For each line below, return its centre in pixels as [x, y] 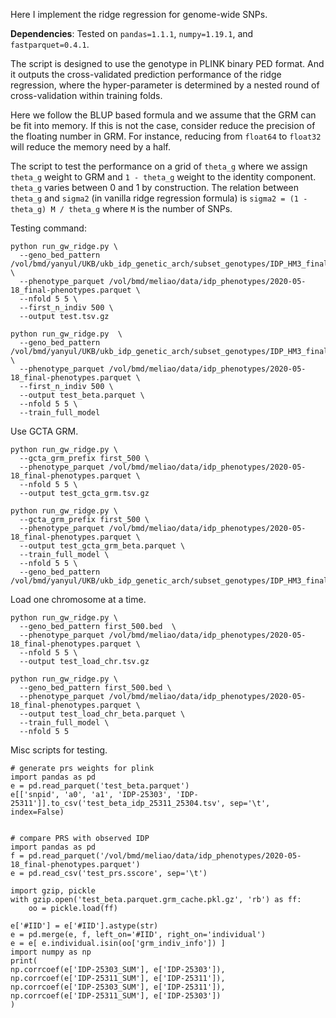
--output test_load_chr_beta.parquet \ [102, 714]
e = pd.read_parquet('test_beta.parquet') [100, 786]
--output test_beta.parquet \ [82, 395]
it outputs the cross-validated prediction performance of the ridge [146, 74]
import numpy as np [51, 952]
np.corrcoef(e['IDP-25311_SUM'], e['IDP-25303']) [116, 996]
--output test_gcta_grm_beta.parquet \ [102, 546]
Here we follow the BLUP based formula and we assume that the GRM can [163, 115]
